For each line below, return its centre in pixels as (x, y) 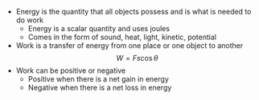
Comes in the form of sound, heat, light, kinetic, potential (122, 37)
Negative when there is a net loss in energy (100, 88)
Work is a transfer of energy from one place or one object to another (129, 46)
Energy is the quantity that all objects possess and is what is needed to (134, 12)
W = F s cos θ (137, 58)
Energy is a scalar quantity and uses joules (99, 28)
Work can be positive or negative (71, 70)
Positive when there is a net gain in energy (98, 79)
